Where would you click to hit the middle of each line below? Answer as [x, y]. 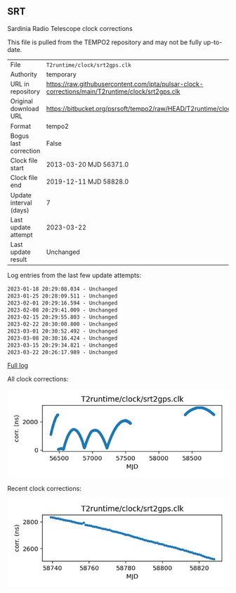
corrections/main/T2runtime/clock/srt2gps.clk [113, 91]
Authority [24, 74]
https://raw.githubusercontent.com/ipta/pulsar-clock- [125, 84]
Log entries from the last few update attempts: [74, 275]
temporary [61, 74]
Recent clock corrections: [45, 489]
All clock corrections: [38, 378]
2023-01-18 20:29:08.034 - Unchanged [63, 289]
